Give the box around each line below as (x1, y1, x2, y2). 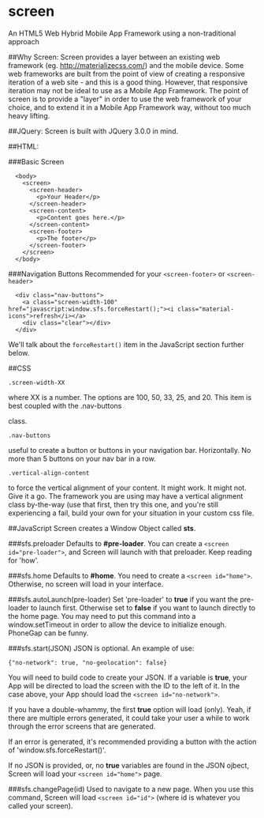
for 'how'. (8, 556, 39, 565)
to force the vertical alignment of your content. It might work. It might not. (8, 483, 247, 492)
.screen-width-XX (8, 379, 65, 386)
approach (8, 36, 39, 46)
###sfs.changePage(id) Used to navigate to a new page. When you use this (8, 784, 255, 793)
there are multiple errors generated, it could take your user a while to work (8, 713, 250, 722)
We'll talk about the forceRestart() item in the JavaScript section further (8, 339, 244, 349)
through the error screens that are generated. (8, 722, 156, 731)
